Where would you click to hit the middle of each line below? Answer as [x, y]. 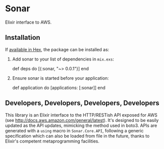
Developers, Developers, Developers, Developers [82, 103]
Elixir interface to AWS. [28, 22]
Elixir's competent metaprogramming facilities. [52, 141]
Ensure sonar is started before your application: [61, 78]
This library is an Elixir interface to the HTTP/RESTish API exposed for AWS [81, 115]
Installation [23, 38]
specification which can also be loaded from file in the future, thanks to [77, 136]
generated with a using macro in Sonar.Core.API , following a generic [74, 130]
